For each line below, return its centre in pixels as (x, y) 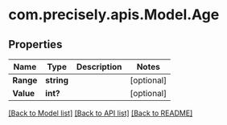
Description (99, 67)
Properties (35, 44)
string (57, 80)
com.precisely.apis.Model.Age (114, 15)
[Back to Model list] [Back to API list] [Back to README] (101, 113)
